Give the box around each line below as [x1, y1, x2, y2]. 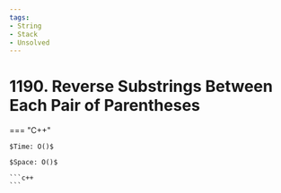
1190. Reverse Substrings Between [9, 77, 274, 96]
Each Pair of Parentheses [9, 96, 200, 116]
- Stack [9, 29, 39, 38]
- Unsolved [9, 38, 50, 47]
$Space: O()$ [9, 158, 58, 167]
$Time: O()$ [9, 142, 54, 152]
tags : [9, 13, 30, 22]
